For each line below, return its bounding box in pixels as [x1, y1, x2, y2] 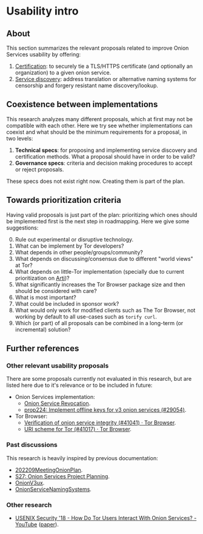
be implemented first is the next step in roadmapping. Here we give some [6, 217, 190, 225]
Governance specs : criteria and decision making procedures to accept [15, 159, 193, 166]
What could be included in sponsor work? [15, 300, 119, 307]
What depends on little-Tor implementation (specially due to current [15, 268, 185, 275]
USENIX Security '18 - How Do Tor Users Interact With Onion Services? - [15, 514, 197, 521]
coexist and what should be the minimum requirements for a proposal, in [6, 128, 187, 136]
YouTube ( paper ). [15, 521, 59, 528]
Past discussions [6, 441, 58, 449]
